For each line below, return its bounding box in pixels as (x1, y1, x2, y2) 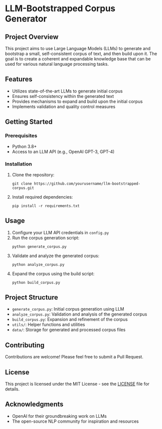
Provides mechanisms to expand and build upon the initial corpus (12, 98, 143, 104)
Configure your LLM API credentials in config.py (12, 229, 109, 235)
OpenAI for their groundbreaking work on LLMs (12, 413, 107, 419)
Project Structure (5, 293, 58, 301)
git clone (12, 181, 32, 186)
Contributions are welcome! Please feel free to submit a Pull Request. (5, 354, 144, 360)
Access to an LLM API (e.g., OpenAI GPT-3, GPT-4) (12, 149, 115, 154)
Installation (5, 161, 32, 168)
